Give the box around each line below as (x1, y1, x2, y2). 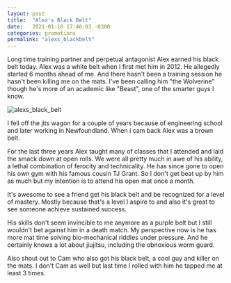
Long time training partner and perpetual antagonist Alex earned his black (7, 55, 219, 63)
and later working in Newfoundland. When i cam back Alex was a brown (7, 127, 214, 135)
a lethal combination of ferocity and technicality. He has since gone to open (7, 162, 224, 170)
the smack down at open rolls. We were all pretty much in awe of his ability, (7, 154, 223, 163)
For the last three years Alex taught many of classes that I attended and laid (7, 147, 224, 156)
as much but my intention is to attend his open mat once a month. (7, 177, 195, 185)
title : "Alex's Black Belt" (7, 17, 92, 24)
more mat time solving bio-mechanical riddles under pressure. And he (7, 234, 208, 242)
